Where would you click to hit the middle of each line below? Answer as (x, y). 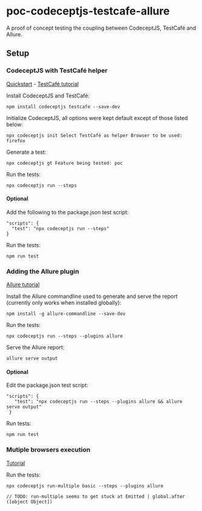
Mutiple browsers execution (48, 450)
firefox (16, 140)
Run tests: (19, 424)
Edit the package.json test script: (47, 385)
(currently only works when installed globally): (64, 303)
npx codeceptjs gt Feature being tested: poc (64, 163)
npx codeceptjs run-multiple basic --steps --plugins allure (85, 486)
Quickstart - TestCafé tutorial (43, 84)
